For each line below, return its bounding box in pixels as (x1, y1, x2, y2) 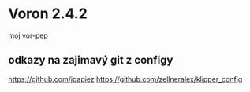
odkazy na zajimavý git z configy (8, 53, 174, 67)
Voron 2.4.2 (8, 5, 88, 23)
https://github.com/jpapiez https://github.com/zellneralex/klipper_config (8, 74, 243, 83)
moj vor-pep (8, 31, 49, 40)
